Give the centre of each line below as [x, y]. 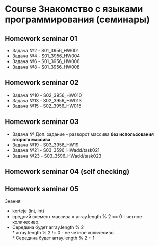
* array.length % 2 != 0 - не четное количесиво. [63, 232]
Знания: [14, 201]
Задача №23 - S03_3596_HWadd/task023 [57, 156]
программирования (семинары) [77, 20]
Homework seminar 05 [42, 189]
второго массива [31, 139]
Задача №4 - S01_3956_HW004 [46, 56]
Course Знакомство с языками [74, 9]
